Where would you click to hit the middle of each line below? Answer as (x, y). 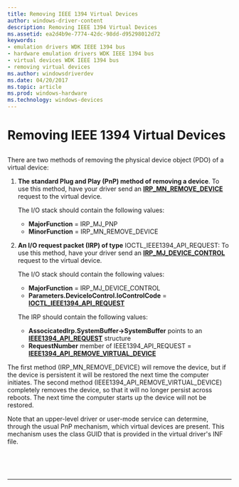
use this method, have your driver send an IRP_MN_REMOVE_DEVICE (120, 189)
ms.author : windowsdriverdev (51, 73)
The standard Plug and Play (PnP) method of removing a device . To (118, 181)
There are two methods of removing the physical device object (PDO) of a (116, 159)
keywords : (22, 41)
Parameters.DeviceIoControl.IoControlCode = (97, 295)
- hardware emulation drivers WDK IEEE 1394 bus (81, 54)
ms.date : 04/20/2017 (38, 80)
